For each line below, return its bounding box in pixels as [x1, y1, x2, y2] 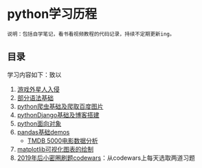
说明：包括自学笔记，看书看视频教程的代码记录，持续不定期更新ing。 [7, 30, 175, 38]
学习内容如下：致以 [7, 70, 62, 79]
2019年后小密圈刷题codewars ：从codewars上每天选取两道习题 [16, 154, 196, 162]
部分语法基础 [16, 93, 54, 101]
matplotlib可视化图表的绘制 [16, 145, 94, 153]
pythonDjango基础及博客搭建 [16, 110, 100, 119]
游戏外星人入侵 [16, 85, 60, 93]
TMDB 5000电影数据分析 [27, 136, 98, 145]
